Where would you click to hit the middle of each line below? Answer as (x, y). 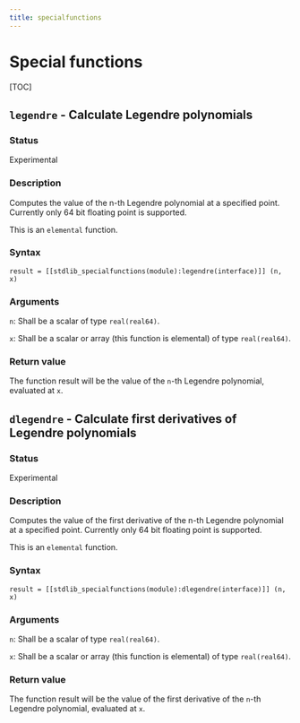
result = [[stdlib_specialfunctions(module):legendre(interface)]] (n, (146, 271)
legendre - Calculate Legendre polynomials (131, 114)
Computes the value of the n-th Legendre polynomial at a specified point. (145, 202)
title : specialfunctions (56, 17)
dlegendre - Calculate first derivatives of (123, 419)
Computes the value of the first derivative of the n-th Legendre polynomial (146, 521)
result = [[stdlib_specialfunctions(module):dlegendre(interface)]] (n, (148, 589)
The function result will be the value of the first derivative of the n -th (135, 699)
